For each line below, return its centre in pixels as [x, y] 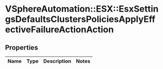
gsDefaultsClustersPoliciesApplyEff [80, 19]
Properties [22, 47]
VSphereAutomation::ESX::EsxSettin [82, 9]
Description [57, 61]
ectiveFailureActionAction [59, 30]
